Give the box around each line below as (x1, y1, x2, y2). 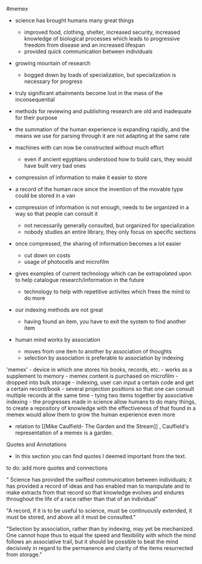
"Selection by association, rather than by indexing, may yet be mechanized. (6, 525, 195, 532)
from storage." (6, 551, 42, 558)
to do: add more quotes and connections (6, 464, 108, 471)
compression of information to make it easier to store (15, 174, 148, 181)
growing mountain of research (15, 60, 91, 67)
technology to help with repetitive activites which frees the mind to (24, 288, 191, 295)
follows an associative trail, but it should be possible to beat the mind (6, 538, 178, 545)
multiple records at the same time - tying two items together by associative (6, 392, 194, 399)
